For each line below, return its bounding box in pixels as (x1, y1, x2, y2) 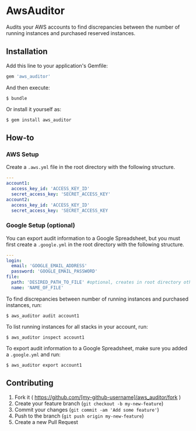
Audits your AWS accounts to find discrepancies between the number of (6, 23, 180, 30)
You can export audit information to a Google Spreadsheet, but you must (6, 235, 181, 242)
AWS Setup (6, 150, 39, 158)
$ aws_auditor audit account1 (6, 313, 80, 319)
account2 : (6, 196, 30, 202)
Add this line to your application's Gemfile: (6, 62, 108, 69)
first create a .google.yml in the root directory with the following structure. (6, 241, 185, 248)
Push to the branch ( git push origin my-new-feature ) (14, 412, 144, 419)
